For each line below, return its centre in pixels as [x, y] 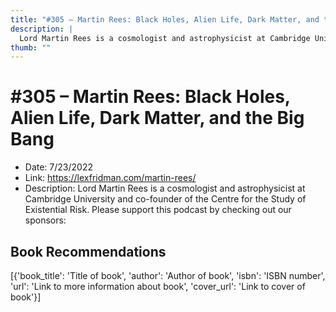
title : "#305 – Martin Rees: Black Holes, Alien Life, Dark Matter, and [165, 19]
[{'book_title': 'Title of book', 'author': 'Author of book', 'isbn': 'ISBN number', [168, 275]
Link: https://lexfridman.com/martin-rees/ [110, 178]
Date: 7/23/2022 [58, 167]
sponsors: [45, 220]
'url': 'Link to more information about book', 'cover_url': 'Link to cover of [158, 286]
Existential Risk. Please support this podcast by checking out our [158, 210]
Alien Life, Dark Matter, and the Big [157, 118]
